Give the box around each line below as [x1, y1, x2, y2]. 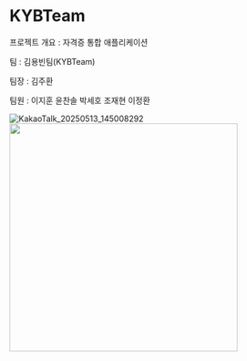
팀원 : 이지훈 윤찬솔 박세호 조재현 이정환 [9, 95, 150, 106]
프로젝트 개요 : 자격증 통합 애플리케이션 [9, 36, 149, 47]
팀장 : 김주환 [9, 75, 54, 87]
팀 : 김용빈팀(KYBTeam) [9, 56, 96, 67]
